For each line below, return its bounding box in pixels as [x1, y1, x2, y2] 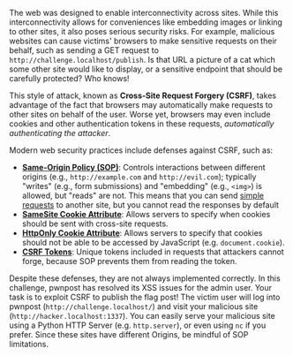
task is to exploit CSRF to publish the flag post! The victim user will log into [9, 292, 281, 302]
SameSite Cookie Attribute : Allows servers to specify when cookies [21, 209, 271, 219]
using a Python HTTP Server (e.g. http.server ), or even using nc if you [9, 320, 267, 330]
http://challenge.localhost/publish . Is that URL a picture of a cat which [9, 55, 275, 64]
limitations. [9, 339, 49, 349]
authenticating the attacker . [9, 128, 111, 138]
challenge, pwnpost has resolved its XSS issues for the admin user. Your [9, 283, 272, 292]
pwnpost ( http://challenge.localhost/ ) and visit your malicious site [9, 301, 259, 312]
